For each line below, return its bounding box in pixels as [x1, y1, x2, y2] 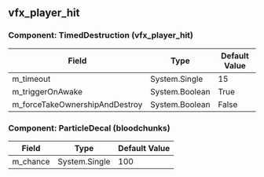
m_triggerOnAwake [12, 86, 83, 97]
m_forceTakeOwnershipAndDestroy [12, 98, 143, 109]
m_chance [12, 156, 50, 167]
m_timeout [12, 73, 51, 84]
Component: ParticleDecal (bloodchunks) [8, 122, 170, 133]
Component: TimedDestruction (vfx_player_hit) [8, 30, 194, 41]
